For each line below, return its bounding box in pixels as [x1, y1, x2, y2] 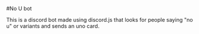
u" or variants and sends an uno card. [6, 23, 100, 29]
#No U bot [6, 5, 32, 12]
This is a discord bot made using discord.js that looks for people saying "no [6, 16, 194, 23]
